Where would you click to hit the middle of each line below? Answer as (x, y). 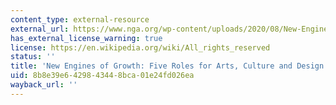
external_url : (40, 29)
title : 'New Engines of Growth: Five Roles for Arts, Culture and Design (167, 66)
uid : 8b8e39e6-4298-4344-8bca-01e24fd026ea (102, 76)
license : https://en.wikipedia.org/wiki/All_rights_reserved (140, 47)
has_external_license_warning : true (86, 38)
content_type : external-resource (80, 19)
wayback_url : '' (44, 85)
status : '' (33, 57)
